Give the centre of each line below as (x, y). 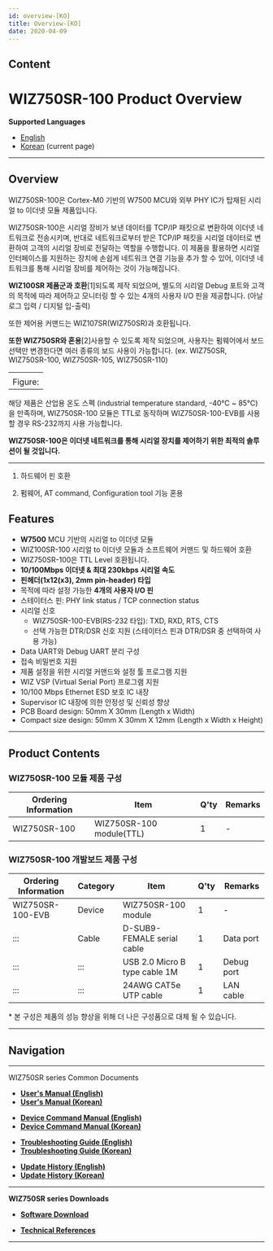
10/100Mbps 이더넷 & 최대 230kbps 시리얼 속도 (97, 570)
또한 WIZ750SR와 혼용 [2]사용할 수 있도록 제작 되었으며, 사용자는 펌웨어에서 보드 (136, 340)
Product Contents (54, 753)
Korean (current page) (57, 146)
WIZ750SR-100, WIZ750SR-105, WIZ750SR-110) (88, 360)
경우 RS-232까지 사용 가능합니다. (70, 423)
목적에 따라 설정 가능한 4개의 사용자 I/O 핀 (87, 590)
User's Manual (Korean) (61, 1102)
